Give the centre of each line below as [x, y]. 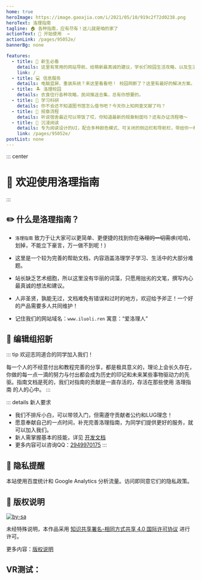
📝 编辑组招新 [29, 339]
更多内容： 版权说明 [30, 549]
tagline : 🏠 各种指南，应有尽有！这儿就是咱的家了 [62, 28]
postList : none [25, 139]
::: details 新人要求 [29, 402]
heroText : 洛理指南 [29, 23]
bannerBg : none [25, 45]
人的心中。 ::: [34, 390]
